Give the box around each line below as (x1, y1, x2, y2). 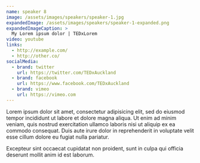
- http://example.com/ (11, 48, 68, 54)
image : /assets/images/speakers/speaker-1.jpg (6, 14, 124, 20)
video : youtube (6, 36, 44, 42)
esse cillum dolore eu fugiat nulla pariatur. (6, 133, 109, 140)
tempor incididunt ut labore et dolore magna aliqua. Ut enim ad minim (6, 114, 177, 121)
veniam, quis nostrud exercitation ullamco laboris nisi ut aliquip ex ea (6, 120, 176, 128)
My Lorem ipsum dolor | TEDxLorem (11, 31, 97, 37)
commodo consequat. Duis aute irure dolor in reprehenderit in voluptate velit (6, 127, 194, 134)
